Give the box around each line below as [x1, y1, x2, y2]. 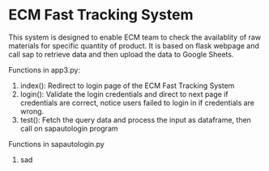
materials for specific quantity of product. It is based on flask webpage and [8, 40, 259, 50]
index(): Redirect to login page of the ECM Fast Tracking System [19, 81, 235, 90]
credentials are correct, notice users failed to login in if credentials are [19, 98, 255, 107]
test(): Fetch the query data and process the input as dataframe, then [19, 115, 251, 124]
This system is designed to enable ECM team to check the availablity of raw [8, 32, 262, 42]
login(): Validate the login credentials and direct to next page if [19, 89, 228, 98]
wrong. [19, 106, 45, 116]
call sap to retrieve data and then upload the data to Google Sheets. [8, 49, 234, 59]
